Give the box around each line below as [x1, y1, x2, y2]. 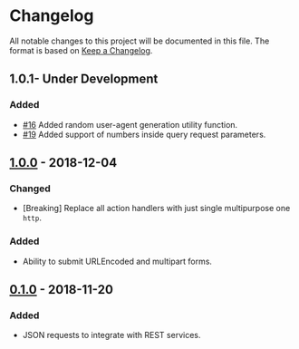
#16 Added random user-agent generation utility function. [22, 119, 238, 130]
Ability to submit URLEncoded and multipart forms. [22, 256, 213, 267]
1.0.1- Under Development [9, 72, 159, 87]
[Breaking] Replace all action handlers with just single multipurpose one [22, 203, 291, 214]
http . [22, 212, 43, 223]
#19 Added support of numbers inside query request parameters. [22, 129, 266, 140]
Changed [9, 182, 52, 195]
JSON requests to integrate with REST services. [22, 330, 201, 341]
